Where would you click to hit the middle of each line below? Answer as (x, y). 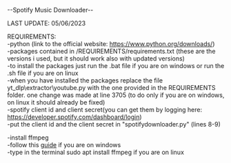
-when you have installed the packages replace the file (85, 80)
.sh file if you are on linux (43, 73)
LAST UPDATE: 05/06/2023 (47, 23)
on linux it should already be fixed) (56, 102)
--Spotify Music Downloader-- (50, 10)
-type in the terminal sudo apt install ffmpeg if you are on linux (96, 152)
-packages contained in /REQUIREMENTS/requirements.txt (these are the (111, 51)
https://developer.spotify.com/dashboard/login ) (75, 117)
